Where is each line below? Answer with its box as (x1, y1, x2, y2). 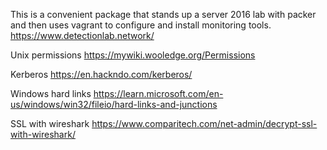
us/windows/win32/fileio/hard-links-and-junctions (10, 99, 218, 110)
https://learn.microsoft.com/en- (93, 88, 224, 99)
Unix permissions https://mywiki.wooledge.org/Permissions (10, 49, 256, 61)
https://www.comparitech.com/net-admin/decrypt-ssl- (91, 118, 318, 129)
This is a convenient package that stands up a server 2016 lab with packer (10, 9, 317, 20)
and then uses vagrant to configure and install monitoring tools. (10, 19, 272, 31)
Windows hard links (10, 88, 92, 99)
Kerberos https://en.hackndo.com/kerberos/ (10, 69, 193, 80)
